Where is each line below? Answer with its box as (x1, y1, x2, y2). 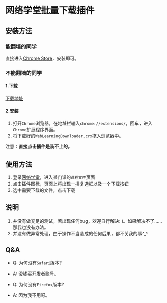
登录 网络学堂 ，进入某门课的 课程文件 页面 (12, 174, 95, 180)
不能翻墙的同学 (5, 69, 42, 76)
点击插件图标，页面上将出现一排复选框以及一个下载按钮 (12, 181, 129, 187)
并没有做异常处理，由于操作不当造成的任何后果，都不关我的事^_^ (12, 230, 148, 236)
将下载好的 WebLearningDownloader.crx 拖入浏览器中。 (12, 133, 124, 139)
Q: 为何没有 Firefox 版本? (12, 281, 64, 287)
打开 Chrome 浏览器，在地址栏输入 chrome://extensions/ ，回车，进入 (12, 120, 153, 126)
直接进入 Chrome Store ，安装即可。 (5, 55, 79, 62)
